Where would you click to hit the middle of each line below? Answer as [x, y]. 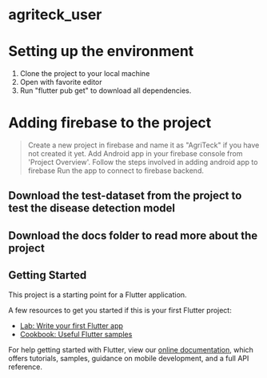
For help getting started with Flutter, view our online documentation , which [131, 349]
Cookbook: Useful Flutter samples [76, 334]
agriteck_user [55, 15]
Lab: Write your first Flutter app [72, 325]
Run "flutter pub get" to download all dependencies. [106, 90]
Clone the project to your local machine [85, 74]
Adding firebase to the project [110, 123]
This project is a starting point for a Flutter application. [98, 295]
